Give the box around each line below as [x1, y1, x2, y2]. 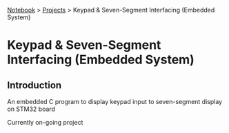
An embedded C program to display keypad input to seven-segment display [7, 98, 223, 105]
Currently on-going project [7, 119, 83, 126]
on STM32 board [7, 105, 55, 113]
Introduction [7, 79, 62, 91]
